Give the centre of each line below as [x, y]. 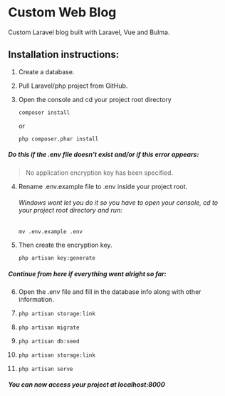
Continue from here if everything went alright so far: [87, 274]
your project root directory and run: [70, 210]
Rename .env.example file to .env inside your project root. [103, 186]
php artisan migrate [49, 328]
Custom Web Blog [62, 12]
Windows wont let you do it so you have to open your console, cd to [118, 203]
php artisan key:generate [57, 258]
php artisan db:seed [49, 341]
